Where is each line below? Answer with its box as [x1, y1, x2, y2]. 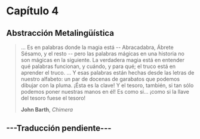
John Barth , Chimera [20, 106, 73, 113]
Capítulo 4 [6, 4, 59, 18]
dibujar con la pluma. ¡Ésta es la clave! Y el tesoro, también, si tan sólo [20, 82, 194, 89]
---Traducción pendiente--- [6, 123, 112, 134]
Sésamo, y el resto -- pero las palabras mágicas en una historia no [20, 50, 185, 57]
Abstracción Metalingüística [6, 28, 115, 38]
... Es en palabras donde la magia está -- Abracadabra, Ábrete [20, 44, 174, 51]
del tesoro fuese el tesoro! [20, 94, 86, 101]
